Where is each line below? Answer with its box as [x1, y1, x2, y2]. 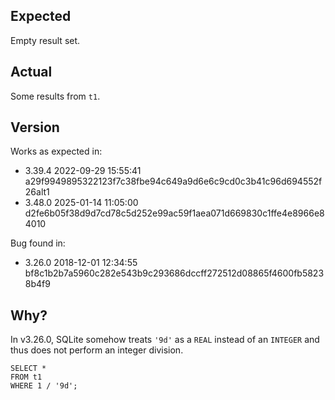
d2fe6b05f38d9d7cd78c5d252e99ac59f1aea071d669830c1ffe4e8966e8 [24, 207, 325, 219]
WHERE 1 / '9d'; [10, 381, 78, 391]
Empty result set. [10, 34, 81, 46]
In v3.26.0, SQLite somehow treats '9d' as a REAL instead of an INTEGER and [10, 334, 320, 346]
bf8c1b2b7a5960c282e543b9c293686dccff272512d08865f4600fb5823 [24, 267, 325, 279]
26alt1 [24, 186, 50, 198]
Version [10, 119, 60, 136]
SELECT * [10, 364, 47, 374]
